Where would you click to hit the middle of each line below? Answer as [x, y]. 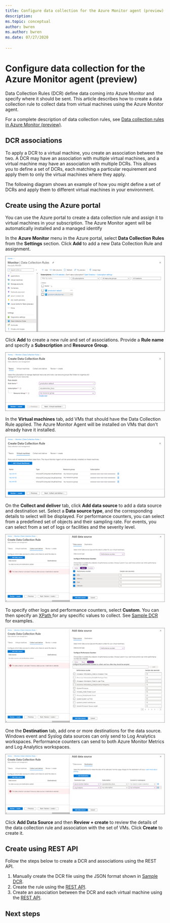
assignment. [18, 249]
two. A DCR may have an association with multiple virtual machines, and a [82, 158]
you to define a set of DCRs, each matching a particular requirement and [81, 169]
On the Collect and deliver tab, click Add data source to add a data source [83, 506]
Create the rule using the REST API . [50, 887]
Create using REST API [42, 849]
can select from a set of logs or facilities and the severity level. [71, 527]
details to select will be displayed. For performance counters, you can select [85, 516]
